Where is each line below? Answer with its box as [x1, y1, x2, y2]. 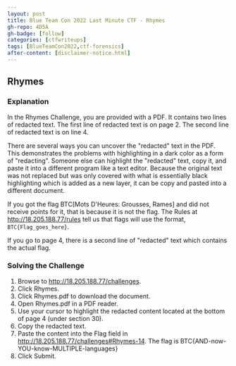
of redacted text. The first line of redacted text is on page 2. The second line [7, 120, 229, 129]
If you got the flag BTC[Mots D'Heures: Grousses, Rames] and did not [7, 200, 209, 208]
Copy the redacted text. [17, 322, 87, 330]
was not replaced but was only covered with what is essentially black [7, 171, 208, 179]
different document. [7, 186, 66, 194]
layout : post [7, 10, 46, 18]
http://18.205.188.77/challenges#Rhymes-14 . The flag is [17, 336, 179, 345]
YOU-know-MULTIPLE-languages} [17, 344, 118, 353]
